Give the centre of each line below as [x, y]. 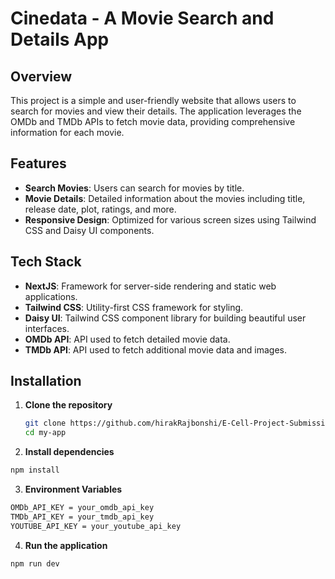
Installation [46, 381]
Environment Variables [73, 489]
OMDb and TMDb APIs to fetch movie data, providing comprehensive [153, 121]
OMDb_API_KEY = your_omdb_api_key [82, 508]
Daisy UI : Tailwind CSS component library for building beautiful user [165, 318]
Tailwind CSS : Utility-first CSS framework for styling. [134, 307]
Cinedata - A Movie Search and [142, 18]
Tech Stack [46, 262]
